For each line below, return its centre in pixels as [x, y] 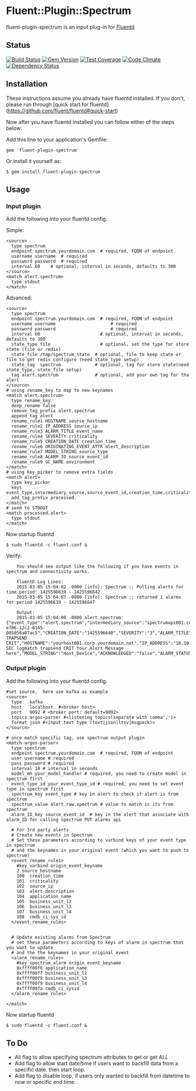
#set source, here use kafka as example [57, 692]
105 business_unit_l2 [44, 902]
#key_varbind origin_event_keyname [60, 866]
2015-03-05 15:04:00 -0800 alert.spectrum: [70, 618]
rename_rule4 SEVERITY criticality [55, 437]
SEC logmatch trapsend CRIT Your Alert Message [65, 648]
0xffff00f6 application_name [52, 968]
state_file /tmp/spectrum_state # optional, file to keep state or [96, 355]
